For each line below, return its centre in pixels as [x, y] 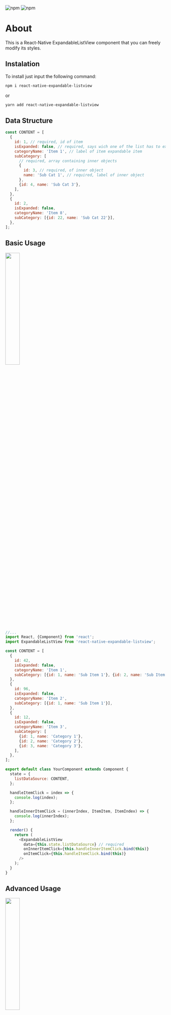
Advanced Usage [33, 889]
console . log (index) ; [36, 797]
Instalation [22, 64]
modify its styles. [23, 48]
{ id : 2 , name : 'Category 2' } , [51, 741]
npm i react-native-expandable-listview [49, 86]
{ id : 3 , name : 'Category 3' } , [51, 746]
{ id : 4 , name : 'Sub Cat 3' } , [50, 184]
